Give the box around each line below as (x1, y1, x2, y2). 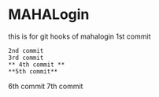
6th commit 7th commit (8, 81, 83, 91)
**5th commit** (8, 67, 58, 76)
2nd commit (8, 47, 44, 54)
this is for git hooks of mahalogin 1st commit (8, 32, 151, 41)
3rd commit (8, 54, 44, 62)
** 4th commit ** (8, 61, 65, 69)
